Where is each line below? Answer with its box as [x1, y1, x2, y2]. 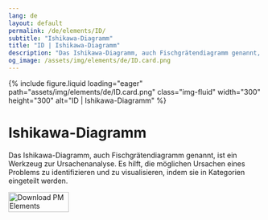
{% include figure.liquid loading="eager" [8, 78, 143, 88]
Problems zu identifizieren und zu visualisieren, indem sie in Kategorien [8, 167, 245, 177]
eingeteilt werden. [8, 176, 68, 185]
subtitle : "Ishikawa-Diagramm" [8, 34, 113, 43]
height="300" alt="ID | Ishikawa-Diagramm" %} [8, 96, 167, 105]
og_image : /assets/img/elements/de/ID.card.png [8, 57, 171, 65]
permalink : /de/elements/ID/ [8, 26, 106, 35]
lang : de [8, 11, 38, 20]
